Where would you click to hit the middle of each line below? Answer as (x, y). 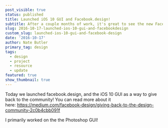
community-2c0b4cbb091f (33, 110)
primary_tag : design (27, 47)
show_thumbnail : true (28, 80)
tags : (11, 52)
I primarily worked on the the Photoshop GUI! (52, 120)
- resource (21, 66)
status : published (24, 15)
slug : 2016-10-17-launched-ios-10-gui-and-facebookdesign (67, 29)
